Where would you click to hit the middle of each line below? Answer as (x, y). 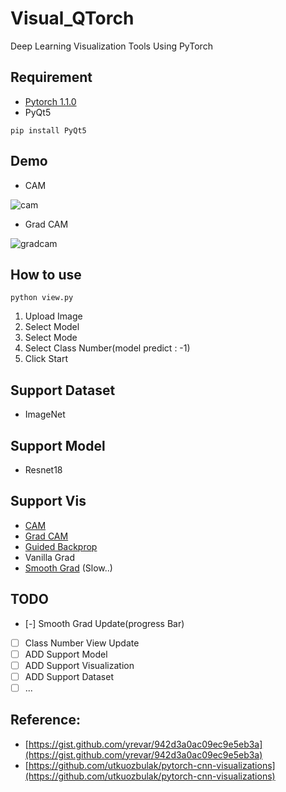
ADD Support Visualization (79, 665)
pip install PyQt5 (48, 130)
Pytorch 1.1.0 (50, 101)
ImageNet (45, 414)
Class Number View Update (82, 643)
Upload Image (53, 316)
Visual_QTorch (72, 18)
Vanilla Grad (49, 557)
